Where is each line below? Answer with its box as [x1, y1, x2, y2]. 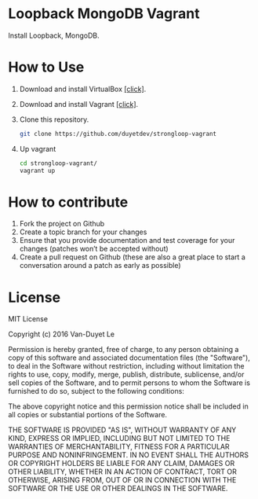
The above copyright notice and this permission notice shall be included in [8, 402, 249, 411]
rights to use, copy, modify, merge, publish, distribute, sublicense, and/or [8, 370, 245, 380]
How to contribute [8, 193, 129, 211]
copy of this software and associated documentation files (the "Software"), [8, 353, 251, 362]
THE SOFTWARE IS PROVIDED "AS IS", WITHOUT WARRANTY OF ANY [8, 425, 237, 435]
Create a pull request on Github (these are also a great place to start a [19, 252, 245, 262]
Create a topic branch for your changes [19, 227, 147, 237]
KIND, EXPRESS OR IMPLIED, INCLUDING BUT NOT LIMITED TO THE [8, 434, 231, 443]
